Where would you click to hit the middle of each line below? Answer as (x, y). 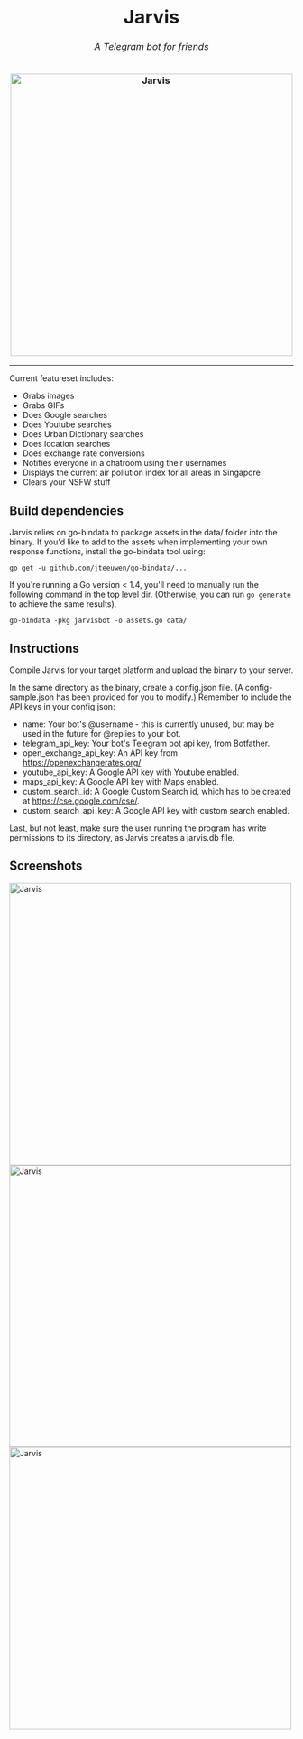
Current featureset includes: (62, 378)
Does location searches (66, 444)
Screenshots (46, 866)
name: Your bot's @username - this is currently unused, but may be (148, 724)
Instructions (44, 648)
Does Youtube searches (67, 424)
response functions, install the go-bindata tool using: (107, 552)
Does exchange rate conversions (84, 453)
